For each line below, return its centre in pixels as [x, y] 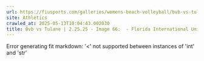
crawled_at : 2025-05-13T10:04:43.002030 [58, 23]
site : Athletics [27, 18]
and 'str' [17, 53]
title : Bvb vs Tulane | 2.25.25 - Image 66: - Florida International [97, 29]
